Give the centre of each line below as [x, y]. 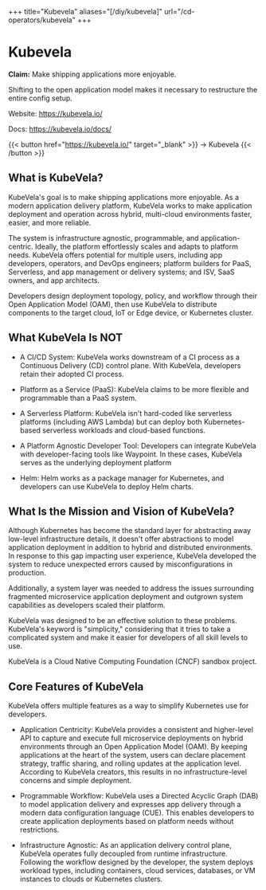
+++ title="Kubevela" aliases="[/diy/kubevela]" [86, 12]
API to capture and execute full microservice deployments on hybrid [131, 738]
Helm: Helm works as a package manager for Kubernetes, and [122, 478]
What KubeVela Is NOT [66, 338]
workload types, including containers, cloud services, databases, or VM [138, 871]
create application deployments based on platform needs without [127, 821]
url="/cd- [180, 12]
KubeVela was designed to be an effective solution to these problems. [123, 621]
